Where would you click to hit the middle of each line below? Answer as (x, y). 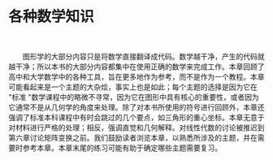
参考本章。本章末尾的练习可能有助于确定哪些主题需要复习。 (122, 148)
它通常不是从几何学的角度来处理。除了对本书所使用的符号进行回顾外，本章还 (136, 107)
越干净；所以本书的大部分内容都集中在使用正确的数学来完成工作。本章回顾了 (136, 67)
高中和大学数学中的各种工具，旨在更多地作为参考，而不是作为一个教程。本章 (136, 76)
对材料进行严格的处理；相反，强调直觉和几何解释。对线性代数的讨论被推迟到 (136, 128)
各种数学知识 (52, 17)
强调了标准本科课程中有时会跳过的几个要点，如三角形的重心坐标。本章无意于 (136, 117)
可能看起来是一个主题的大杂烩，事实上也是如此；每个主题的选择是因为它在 (133, 87)
